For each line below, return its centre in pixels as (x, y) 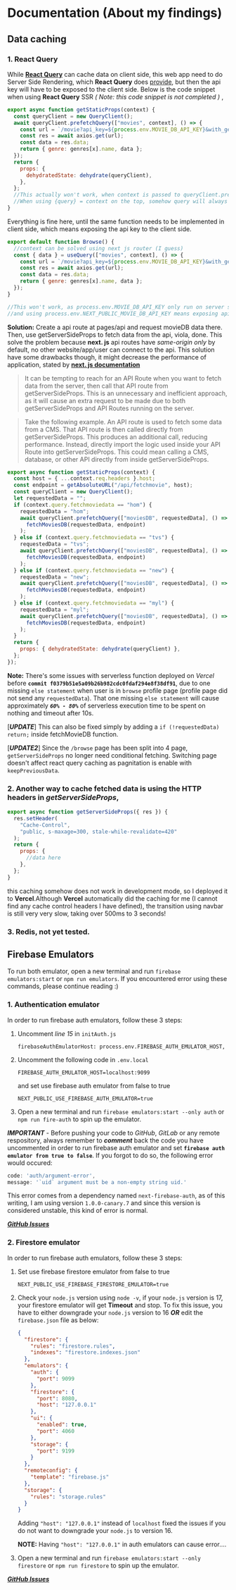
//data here (43, 858)
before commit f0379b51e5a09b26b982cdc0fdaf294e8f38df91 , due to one (109, 683)
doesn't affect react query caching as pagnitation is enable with (99, 763)
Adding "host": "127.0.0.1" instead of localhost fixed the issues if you (122, 1523)
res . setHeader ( (36, 818)
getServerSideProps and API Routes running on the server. (109, 408)
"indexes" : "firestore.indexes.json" (86, 1352)
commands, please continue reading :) (63, 986)
